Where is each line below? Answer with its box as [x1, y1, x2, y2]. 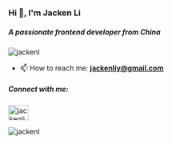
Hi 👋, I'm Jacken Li [8, 7, 82, 18]
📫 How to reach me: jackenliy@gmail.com [19, 63, 164, 73]
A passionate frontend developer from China [8, 27, 162, 37]
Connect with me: [8, 84, 69, 94]
